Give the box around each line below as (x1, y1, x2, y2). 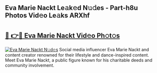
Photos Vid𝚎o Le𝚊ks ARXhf (5, 12, 90, 20)
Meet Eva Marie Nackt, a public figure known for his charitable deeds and (5, 58, 153, 63)
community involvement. (5, 62, 54, 68)
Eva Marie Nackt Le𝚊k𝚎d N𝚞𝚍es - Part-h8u (5, 4, 138, 12)
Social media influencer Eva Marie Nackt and (59, 47, 149, 52)
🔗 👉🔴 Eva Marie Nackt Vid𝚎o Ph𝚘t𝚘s (5, 31, 120, 40)
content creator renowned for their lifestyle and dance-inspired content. (5, 52, 149, 58)
